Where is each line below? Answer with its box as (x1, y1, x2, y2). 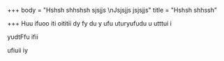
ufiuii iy (7, 46, 29, 54)
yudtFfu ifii (7, 33, 38, 41)
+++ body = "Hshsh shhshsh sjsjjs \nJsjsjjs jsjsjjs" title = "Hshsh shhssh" (7, 6, 218, 14)
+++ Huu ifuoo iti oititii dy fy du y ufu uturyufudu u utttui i (7, 19, 172, 27)
